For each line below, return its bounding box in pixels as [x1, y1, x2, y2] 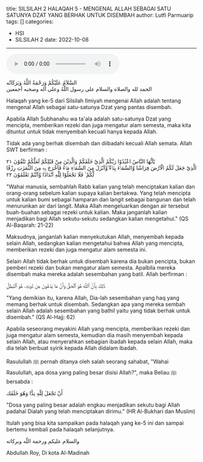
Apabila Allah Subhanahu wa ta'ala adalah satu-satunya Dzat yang [6, 115, 171, 122]
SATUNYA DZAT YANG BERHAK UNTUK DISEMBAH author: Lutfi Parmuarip [6, 11, 194, 19]
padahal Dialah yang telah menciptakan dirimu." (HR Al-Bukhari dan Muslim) [6, 408, 196, 415]
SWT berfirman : [6, 146, 48, 153]
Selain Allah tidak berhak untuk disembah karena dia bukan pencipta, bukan [6, 258, 195, 265]
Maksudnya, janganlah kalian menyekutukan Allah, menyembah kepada [6, 233, 184, 240]
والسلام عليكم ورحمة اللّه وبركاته [6, 437, 80, 445]
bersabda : [6, 378, 33, 385]
